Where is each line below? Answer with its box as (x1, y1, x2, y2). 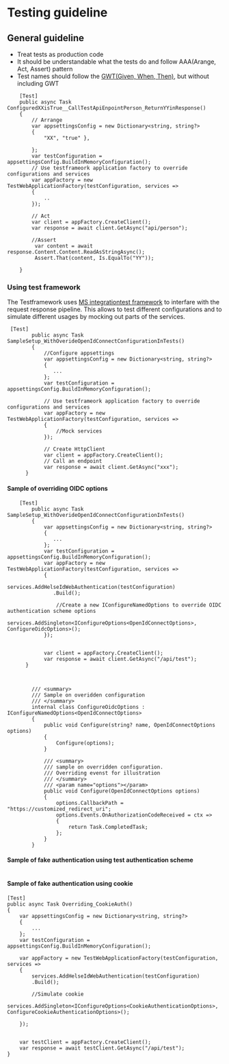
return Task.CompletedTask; (68, 823, 148, 830)
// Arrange (31, 117, 63, 123)
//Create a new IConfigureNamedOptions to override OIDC (55, 601, 222, 608)
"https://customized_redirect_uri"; (7, 806, 111, 812)
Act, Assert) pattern (16, 65, 73, 73)
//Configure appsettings (43, 350, 115, 357)
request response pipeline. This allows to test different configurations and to (7, 305, 222, 313)
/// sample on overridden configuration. (43, 763, 164, 771)
